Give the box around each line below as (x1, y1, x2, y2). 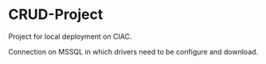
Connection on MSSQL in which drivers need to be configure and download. (8, 47, 259, 56)
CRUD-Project (8, 6, 104, 24)
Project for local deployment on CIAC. (8, 32, 132, 41)
